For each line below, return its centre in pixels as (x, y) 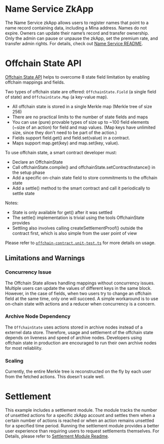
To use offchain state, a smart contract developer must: (61, 152)
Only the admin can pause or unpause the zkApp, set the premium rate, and (82, 38)
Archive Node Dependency (38, 316)
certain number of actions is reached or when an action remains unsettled (80, 420)
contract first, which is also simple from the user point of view (74, 233)
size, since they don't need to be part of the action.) (65, 132)
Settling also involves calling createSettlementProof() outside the (78, 228)
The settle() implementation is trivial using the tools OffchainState (78, 218)
